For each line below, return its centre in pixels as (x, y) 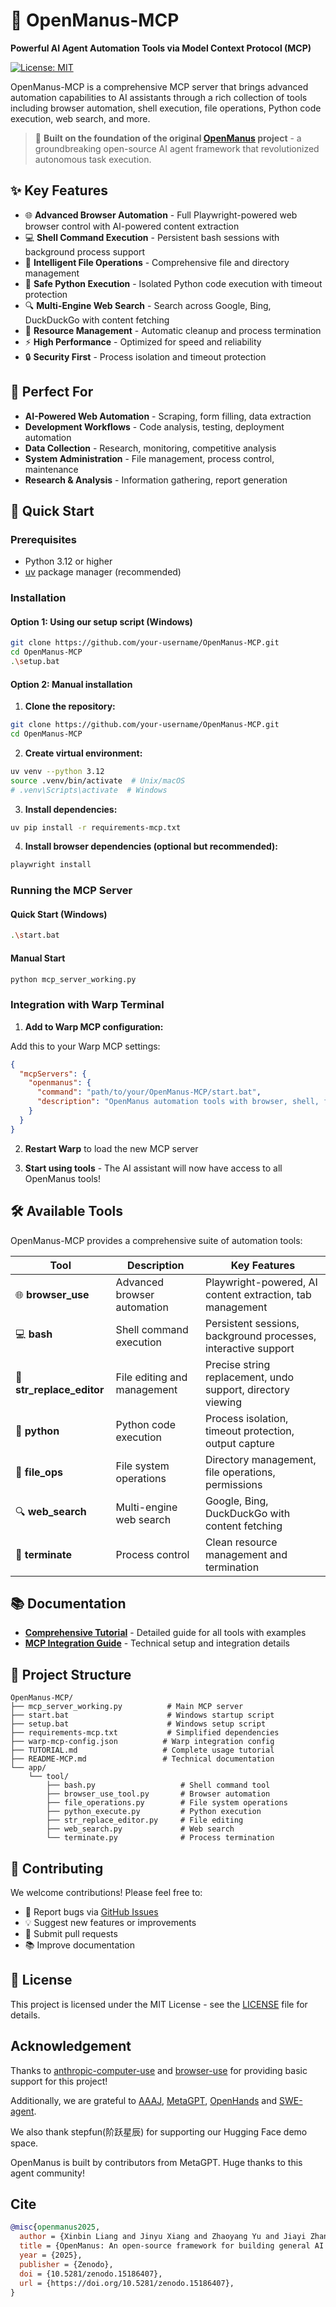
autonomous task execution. (93, 159)
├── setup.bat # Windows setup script (138, 1724)
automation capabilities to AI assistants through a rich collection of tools (159, 97)
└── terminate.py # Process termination (160, 1838)
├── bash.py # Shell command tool (158, 1785)
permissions (233, 1484)
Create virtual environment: (83, 753)
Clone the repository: (70, 706)
